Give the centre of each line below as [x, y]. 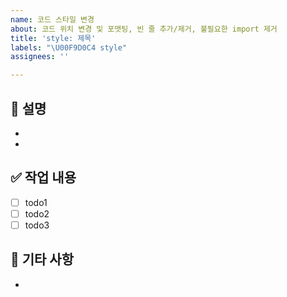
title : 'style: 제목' [53, 38]
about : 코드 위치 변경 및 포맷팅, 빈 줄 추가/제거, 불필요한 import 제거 [144, 29]
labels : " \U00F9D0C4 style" [69, 47]
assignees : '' [40, 57]
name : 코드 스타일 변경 [52, 19]
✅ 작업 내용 [43, 177]
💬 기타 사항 [42, 259]
